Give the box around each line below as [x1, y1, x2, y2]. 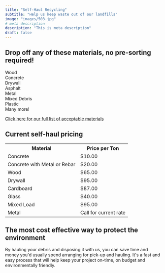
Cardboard [7, 185, 33, 192]
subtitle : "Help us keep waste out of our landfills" [5, 12, 118, 17]
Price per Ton [87, 144, 119, 151]
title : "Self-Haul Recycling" [5, 7, 67, 12]
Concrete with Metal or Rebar [7, 161, 76, 168]
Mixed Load [7, 201, 35, 208]
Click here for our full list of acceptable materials [5, 116, 104, 122]
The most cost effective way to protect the [5, 226, 138, 234]
